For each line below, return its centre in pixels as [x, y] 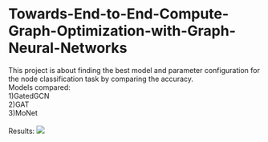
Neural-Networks [68, 48]
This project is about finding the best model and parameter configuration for [134, 70]
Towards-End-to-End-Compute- [119, 14]
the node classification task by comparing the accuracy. [101, 79]
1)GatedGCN [29, 95]
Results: [22, 131]
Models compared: [39, 87]
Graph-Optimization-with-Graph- [122, 31]
